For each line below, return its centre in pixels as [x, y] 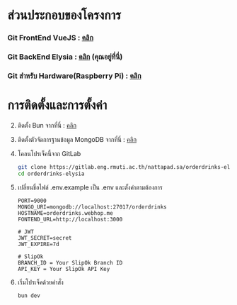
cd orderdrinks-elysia [51, 174]
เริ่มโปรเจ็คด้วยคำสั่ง [40, 282]
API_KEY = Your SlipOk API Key [64, 269]
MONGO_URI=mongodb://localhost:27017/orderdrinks [92, 207]
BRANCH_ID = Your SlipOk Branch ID [70, 262]
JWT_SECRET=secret [45, 238]
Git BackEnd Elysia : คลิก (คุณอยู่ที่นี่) [65, 57]
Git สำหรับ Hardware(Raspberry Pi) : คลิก [74, 76]
